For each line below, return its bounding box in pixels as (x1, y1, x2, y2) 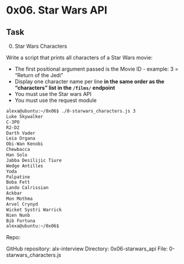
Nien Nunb (6, 212, 31, 218)
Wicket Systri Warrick (6, 207, 62, 213)
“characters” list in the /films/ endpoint (14, 84, 116, 91)
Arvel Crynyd (6, 201, 38, 207)
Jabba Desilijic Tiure (6, 157, 62, 163)
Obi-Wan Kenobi (6, 141, 44, 147)
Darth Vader (6, 130, 35, 136)
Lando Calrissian (6, 185, 49, 191)
